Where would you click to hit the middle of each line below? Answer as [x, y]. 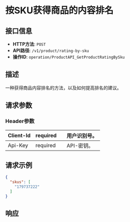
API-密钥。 [80, 145]
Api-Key [18, 145]
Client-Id [19, 135]
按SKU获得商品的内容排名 [59, 10]
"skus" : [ [20, 182]
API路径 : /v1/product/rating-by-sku [51, 51]
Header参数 [20, 121]
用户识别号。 [82, 136]
